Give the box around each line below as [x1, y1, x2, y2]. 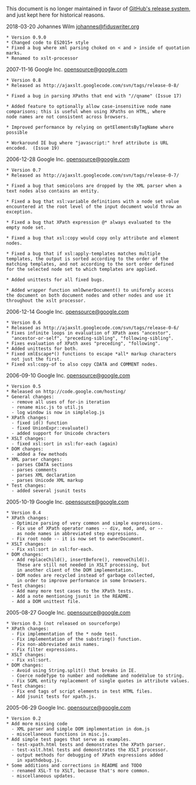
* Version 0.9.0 [6, 35, 46, 41]
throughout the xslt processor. [6, 298, 86, 304]
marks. [6, 50, 23, 56]
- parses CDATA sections [11, 462, 73, 468]
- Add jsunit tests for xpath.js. [11, 694, 97, 700]
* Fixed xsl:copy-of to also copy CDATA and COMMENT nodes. [6, 361, 159, 367]
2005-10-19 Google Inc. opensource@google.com [6, 498, 129, 505]
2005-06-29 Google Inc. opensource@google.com [6, 704, 131, 711]
